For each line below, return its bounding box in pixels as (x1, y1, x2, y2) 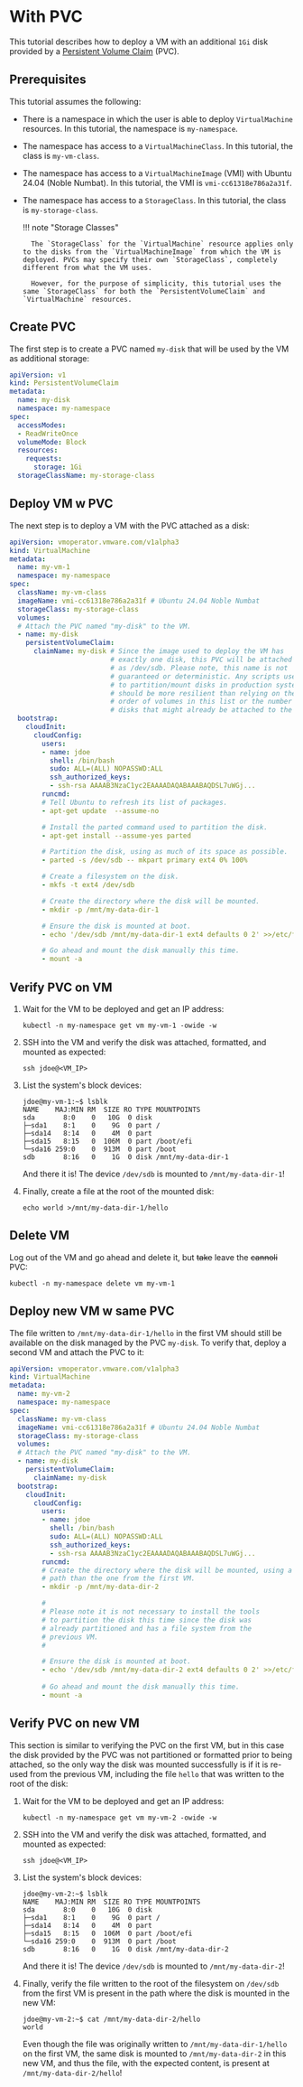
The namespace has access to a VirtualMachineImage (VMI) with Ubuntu (22, 167, 292, 178)
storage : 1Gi (32, 463, 83, 472)
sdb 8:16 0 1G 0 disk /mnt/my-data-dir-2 (22, 1944, 229, 1953)
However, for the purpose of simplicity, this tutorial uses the (31, 278, 281, 288)
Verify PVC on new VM (9, 1716, 140, 1731)
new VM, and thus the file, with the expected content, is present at (22, 2057, 271, 2068)
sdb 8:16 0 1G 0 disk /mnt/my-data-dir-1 (22, 1152, 229, 1162)
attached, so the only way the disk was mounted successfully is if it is (9, 1759, 269, 1770)
